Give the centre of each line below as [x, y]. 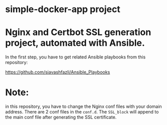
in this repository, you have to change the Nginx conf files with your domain [83, 106]
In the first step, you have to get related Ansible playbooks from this [75, 57]
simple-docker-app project [63, 9]
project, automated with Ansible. [75, 43]
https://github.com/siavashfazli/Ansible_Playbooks [58, 72]
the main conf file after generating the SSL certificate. [61, 117]
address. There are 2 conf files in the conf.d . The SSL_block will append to [82, 112]
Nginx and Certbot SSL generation [78, 33]
